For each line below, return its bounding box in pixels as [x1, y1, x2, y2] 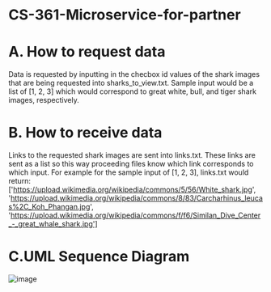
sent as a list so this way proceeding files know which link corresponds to [8, 159, 254, 169]
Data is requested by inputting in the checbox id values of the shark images [8, 70, 260, 79]
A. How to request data [8, 43, 166, 61]
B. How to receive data [8, 124, 163, 142]
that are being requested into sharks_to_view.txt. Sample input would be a [8, 78, 254, 88]
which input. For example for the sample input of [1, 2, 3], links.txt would [8, 167, 249, 177]
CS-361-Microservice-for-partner [8, 6, 241, 24]
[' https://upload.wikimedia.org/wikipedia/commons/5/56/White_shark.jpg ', [8, 184, 256, 195]
